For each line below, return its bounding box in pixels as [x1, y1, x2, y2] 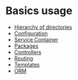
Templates [14, 61, 40, 68]
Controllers [14, 48, 42, 55]
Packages [14, 42, 39, 49]
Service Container [14, 36, 58, 43]
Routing [14, 55, 34, 62]
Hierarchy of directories [14, 24, 72, 31]
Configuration [14, 29, 48, 36]
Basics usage [5, 4, 73, 18]
